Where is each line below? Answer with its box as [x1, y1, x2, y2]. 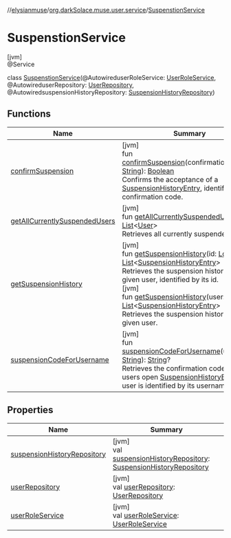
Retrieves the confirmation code [122, 363, 225, 373]
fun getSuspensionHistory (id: [122, 248, 217, 258]
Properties [7, 404, 54, 416]
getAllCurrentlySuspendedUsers [10, 216, 115, 226]
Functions [7, 108, 52, 120]
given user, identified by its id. [122, 275, 219, 284]
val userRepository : [112, 482, 175, 492]
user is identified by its [122, 381, 195, 390]
